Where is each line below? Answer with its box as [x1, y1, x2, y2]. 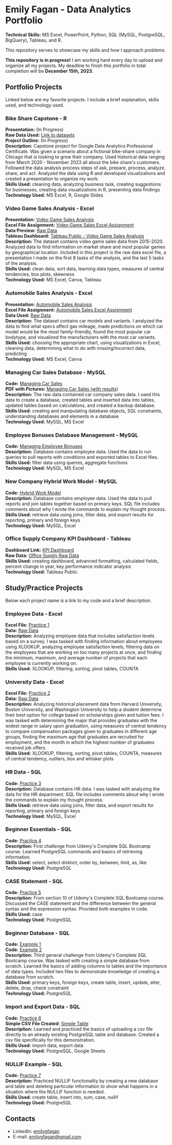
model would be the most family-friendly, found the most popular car [5, 328, 151, 335]
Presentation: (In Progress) [5, 127, 64, 133]
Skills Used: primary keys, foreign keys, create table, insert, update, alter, [5, 979, 161, 986]
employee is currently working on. [5, 660, 78, 666]
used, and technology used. [5, 102, 65, 108]
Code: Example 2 [5, 946, 42, 953]
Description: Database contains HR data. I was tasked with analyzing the [5, 785, 160, 792]
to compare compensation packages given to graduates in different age [5, 728, 157, 735]
